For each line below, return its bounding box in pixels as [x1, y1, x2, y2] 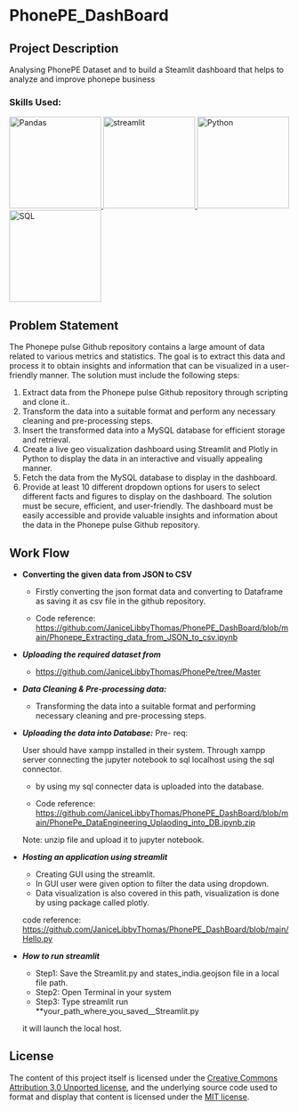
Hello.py [21, 933, 53, 944]
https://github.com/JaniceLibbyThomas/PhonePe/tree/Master [35, 666, 262, 677]
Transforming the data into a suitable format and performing [35, 701, 256, 711]
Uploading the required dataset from [21, 649, 162, 660]
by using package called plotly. [35, 896, 149, 908]
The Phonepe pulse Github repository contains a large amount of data [9, 342, 265, 353]
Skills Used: [9, 95, 62, 108]
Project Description [9, 41, 119, 56]
